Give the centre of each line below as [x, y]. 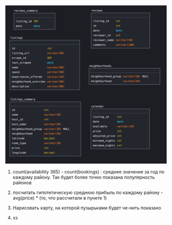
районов [22, 183]
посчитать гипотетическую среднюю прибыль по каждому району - [88, 193]
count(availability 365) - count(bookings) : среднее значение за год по [89, 172]
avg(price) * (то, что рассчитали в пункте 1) [60, 198]
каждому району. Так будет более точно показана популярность [84, 177]
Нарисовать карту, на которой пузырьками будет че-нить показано [87, 208]
